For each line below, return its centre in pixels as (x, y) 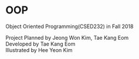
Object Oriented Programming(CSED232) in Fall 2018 (69, 26)
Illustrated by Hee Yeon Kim (39, 50)
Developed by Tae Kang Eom (40, 44)
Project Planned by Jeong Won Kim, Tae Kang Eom (67, 37)
